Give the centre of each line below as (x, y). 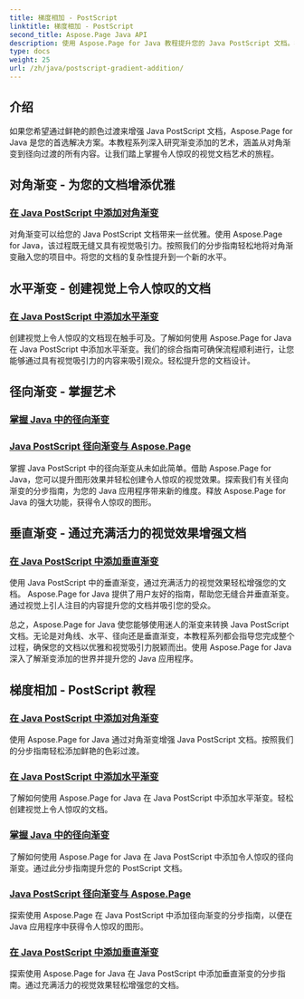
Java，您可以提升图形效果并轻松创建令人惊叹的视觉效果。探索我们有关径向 (149, 479)
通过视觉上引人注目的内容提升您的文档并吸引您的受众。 (112, 606)
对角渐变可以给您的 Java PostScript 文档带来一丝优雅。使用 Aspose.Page (146, 234)
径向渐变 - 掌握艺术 (62, 392)
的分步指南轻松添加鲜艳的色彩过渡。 (77, 751)
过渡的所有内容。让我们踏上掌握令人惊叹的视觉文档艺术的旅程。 (159, 153)
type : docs (30, 52)
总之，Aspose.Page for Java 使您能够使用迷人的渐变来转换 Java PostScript (149, 625)
